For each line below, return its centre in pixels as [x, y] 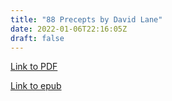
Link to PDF [34, 67]
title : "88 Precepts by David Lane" [86, 19]
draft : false [37, 38]
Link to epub [36, 86]
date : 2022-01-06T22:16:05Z [69, 29]
